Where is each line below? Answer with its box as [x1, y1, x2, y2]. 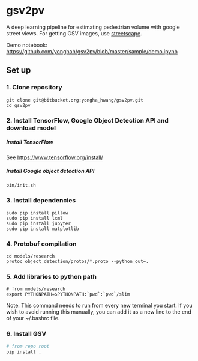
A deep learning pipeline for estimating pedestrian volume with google [6, 23, 180, 31]
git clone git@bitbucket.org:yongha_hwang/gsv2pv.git [6, 97, 144, 103]
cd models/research [6, 253, 55, 259]
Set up [6, 65, 31, 76]
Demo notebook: [6, 41, 48, 49]
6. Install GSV [6, 330, 47, 338]
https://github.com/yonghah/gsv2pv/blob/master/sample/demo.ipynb [6, 47, 178, 55]
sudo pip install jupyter [6, 220, 71, 226]
